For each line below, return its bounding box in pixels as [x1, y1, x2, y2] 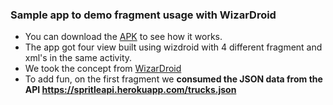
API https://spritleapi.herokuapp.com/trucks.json [24, 84, 237, 96]
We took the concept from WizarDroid [24, 63, 182, 75]
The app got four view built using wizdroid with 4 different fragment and [24, 41, 323, 53]
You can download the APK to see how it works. [24, 31, 223, 43]
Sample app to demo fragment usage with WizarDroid [10, 8, 277, 22]
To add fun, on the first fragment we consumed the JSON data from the [24, 73, 323, 85]
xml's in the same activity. [24, 52, 133, 64]
